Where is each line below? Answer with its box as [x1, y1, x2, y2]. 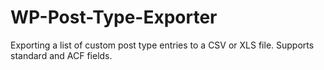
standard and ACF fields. [10, 49, 113, 61]
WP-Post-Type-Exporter [10, 6, 218, 29]
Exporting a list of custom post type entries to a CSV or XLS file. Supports [10, 39, 315, 51]
